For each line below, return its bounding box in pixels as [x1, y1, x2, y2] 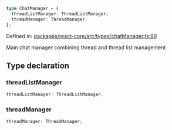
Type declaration [6, 60, 69, 70]
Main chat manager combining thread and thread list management [6, 44, 166, 51]
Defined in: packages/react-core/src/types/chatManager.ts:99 [6, 32, 157, 39]
